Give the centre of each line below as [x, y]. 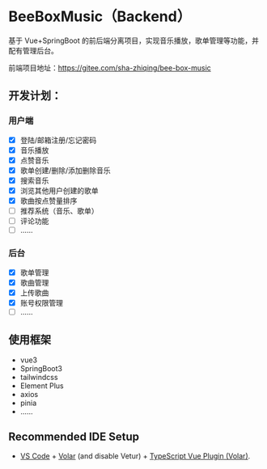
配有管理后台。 [33, 50]
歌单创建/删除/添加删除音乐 [65, 170]
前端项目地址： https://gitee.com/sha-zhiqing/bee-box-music [110, 68]
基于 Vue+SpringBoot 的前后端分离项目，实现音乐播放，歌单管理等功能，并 [133, 40]
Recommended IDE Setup [74, 437]
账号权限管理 [41, 302]
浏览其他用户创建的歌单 [59, 190]
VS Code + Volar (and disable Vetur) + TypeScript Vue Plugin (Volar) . [135, 456]
